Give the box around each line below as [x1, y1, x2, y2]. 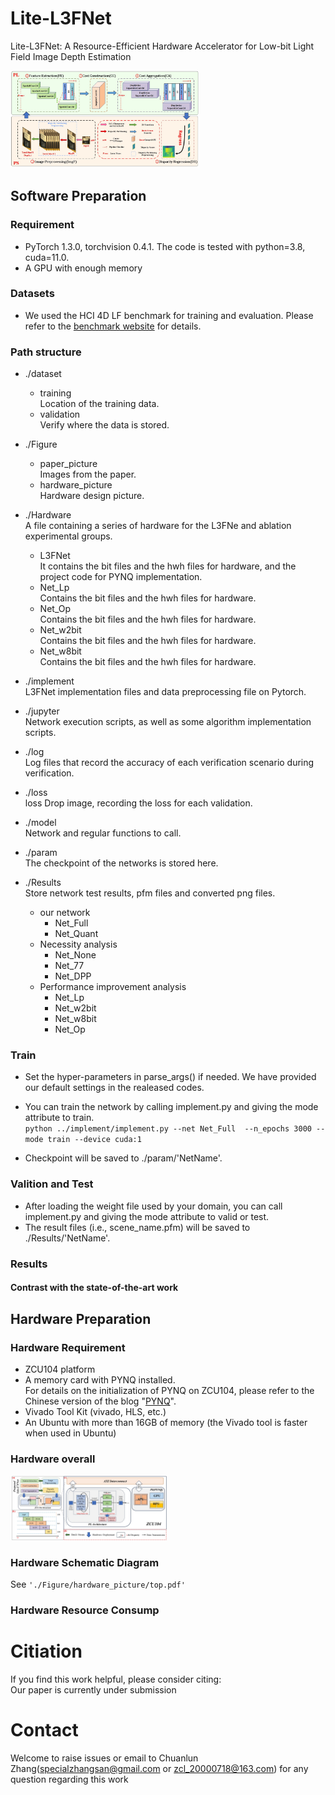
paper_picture [39, 458, 98, 470]
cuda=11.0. [24, 251, 70, 263]
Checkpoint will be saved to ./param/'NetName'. [24, 1152, 223, 1164]
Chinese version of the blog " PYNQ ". [24, 1395, 177, 1407]
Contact [10, 1718, 79, 1741]
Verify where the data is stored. [39, 419, 170, 431]
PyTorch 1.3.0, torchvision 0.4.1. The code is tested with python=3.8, [24, 240, 306, 252]
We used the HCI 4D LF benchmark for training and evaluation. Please [24, 309, 314, 321]
